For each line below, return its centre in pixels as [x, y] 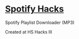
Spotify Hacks [35, 9]
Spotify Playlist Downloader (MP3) [40, 22]
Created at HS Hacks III [29, 32]
